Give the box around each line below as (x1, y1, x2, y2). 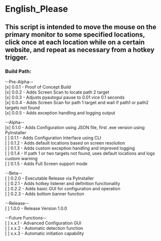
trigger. (5, 53, 28, 61)
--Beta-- (5, 170, 22, 176)
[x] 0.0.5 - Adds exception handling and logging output (5, 110, 116, 115)
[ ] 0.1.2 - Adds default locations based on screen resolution (5, 140, 125, 146)
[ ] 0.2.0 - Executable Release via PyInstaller (5, 175, 94, 181)
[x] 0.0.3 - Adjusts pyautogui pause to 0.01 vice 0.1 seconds (5, 94, 125, 100)
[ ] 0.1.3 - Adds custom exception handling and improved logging (5, 145, 135, 151)
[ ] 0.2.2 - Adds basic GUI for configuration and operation (5, 185, 121, 191)
